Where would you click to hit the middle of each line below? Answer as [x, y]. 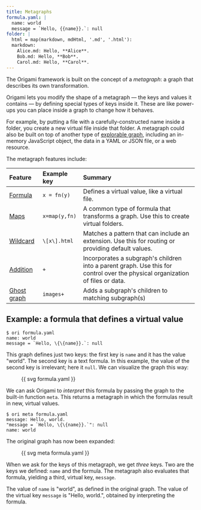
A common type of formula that [127, 208]
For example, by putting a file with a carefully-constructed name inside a [95, 121]
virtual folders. [103, 223]
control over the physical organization [136, 273]
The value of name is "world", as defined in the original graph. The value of [97, 489]
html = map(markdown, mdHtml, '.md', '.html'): [72, 40]
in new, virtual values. [33, 404]
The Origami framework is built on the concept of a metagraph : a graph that [100, 79]
